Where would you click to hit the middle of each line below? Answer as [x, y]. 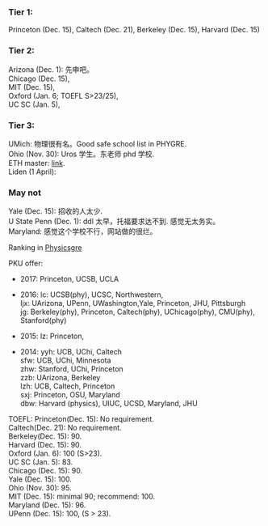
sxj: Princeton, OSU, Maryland [70, 395]
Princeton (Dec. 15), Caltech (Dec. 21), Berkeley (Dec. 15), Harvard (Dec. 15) [134, 30]
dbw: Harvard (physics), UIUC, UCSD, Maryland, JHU [109, 404]
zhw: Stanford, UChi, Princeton [71, 369]
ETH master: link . [37, 163]
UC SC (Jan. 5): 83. [41, 462]
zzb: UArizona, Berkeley [60, 378]
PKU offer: [25, 263]
